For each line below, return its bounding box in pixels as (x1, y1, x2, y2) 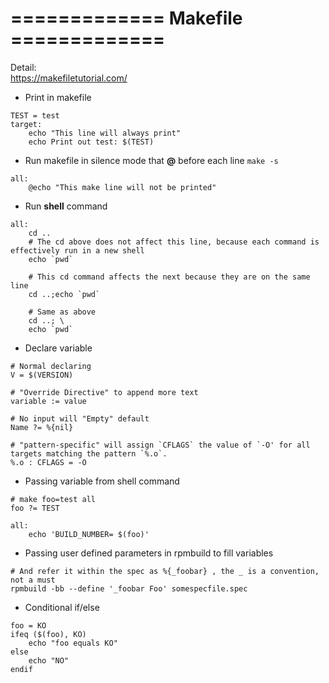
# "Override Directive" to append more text (10, 387, 199, 397)
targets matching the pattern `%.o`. (10, 448, 168, 459)
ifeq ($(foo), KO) (10, 629, 87, 639)
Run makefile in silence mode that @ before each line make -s (24, 154, 279, 166)
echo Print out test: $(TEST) (28, 137, 155, 147)
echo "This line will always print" (28, 128, 182, 138)
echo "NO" (28, 655, 70, 666)
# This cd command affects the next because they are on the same (28, 272, 311, 282)
